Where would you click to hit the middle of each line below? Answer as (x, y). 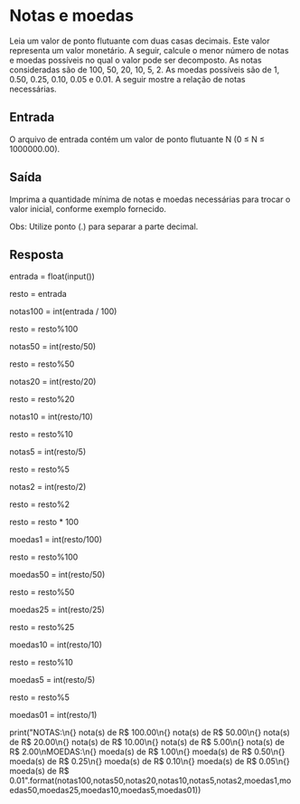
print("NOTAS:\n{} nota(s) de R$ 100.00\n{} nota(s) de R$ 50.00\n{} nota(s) (150, 732)
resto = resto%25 (42, 627)
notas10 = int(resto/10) (51, 416)
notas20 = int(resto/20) (53, 382)
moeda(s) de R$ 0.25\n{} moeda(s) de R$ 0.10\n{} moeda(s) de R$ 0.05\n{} (150, 761)
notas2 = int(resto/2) (48, 487)
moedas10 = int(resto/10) (56, 645)
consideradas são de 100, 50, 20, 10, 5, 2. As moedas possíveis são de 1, (145, 70)
